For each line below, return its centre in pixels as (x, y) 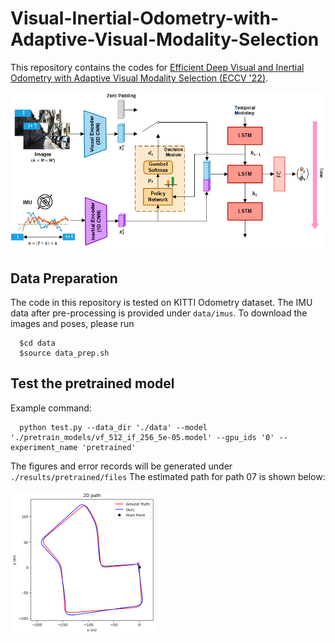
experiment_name (44, 447)
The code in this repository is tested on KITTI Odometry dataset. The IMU (161, 302)
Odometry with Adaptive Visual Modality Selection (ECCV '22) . (139, 78)
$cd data (37, 343)
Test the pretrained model (92, 383)
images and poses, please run (72, 323)
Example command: (51, 408)
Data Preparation (64, 278)
